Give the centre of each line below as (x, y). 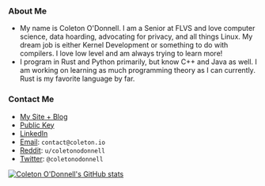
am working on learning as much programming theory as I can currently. (137, 70)
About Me (28, 11)
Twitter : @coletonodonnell (61, 158)
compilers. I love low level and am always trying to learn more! (121, 54)
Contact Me (31, 99)
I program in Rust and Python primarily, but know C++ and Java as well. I (138, 62)
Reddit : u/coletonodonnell (62, 150)
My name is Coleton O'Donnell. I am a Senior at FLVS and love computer (137, 28)
